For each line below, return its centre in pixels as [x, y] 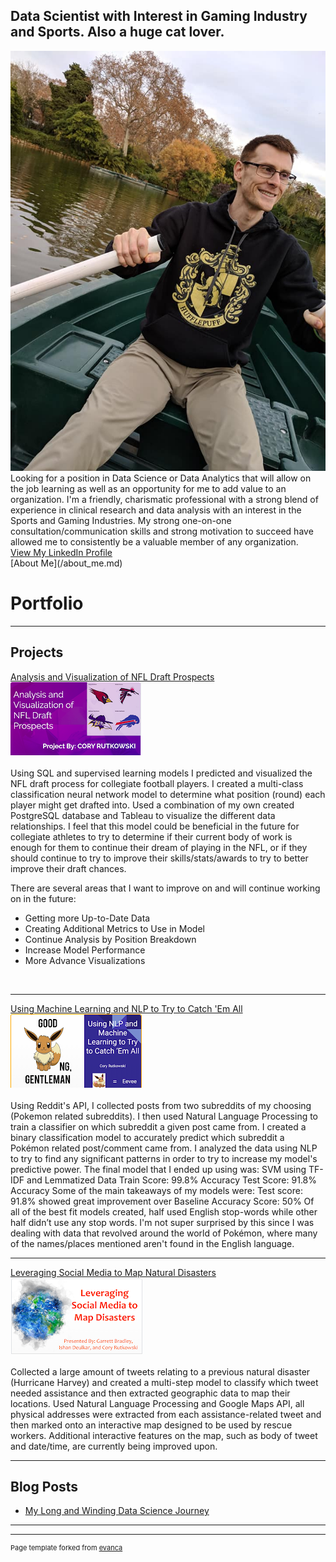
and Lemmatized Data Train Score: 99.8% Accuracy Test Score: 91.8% [172, 1180]
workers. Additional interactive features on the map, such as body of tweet [164, 1435]
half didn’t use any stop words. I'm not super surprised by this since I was [162, 1222]
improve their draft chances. [68, 868]
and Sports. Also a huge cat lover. [117, 32]
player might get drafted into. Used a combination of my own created [152, 805]
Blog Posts [44, 1486]
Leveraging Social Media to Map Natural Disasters [113, 1272]
